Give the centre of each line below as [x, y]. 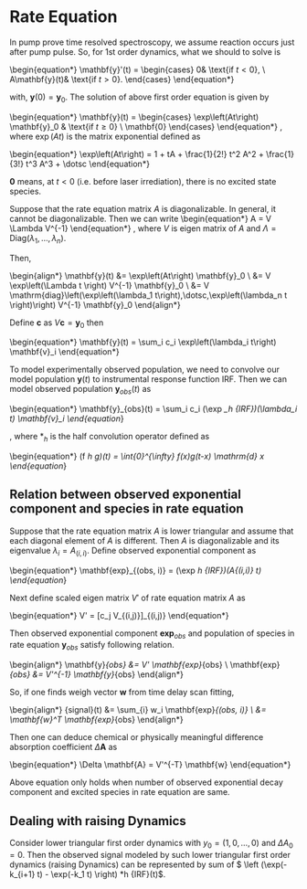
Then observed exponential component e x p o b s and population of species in [152, 634]
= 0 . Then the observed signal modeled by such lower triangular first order [150, 854]
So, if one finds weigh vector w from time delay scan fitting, [122, 693]
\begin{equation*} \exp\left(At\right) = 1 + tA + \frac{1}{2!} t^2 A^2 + [137, 153]
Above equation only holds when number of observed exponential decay [146, 782]
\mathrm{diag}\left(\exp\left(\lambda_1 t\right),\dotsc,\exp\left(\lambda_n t [148, 295]
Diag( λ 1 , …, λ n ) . [38, 239]
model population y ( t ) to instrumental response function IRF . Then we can [148, 379]
